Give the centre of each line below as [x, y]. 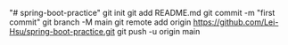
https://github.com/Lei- [236, 22]
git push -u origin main [159, 31]
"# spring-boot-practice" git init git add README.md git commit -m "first [142, 13]
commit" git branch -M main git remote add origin [100, 22]
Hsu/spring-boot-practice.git [62, 31]
